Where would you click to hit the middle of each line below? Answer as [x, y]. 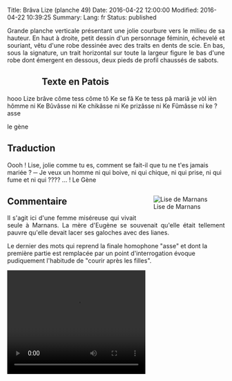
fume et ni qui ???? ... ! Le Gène [52, 180]
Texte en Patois [75, 82]
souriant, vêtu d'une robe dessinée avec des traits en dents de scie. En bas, [116, 45]
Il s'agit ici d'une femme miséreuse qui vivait [72, 218]
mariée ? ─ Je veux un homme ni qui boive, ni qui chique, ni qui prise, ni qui [115, 172]
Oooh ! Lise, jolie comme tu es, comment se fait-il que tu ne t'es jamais [108, 165]
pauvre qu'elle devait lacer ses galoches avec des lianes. [88, 233]
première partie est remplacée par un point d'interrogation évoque [101, 253]
